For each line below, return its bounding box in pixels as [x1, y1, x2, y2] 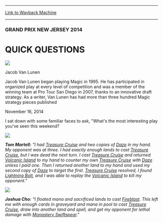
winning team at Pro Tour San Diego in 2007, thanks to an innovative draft [5, 89, 152, 95]
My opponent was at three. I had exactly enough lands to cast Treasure [5, 146, 149, 153]
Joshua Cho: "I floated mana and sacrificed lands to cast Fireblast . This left [5, 196, 158, 202]
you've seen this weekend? [5, 123, 60, 129]
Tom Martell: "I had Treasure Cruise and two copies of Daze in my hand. [5, 142, 151, 147]
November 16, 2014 [5, 109, 44, 114]
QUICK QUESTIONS [5, 44, 85, 55]
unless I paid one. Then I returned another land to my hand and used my [5, 162, 150, 168]
